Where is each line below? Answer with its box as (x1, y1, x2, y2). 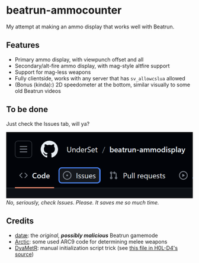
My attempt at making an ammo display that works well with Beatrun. (6, 23, 175, 30)
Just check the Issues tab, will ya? (6, 120, 90, 127)
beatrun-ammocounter (6, 4, 122, 17)
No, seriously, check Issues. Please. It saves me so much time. (6, 199, 159, 206)
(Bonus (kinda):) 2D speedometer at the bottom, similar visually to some (14, 81, 191, 88)
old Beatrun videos (14, 87, 61, 95)
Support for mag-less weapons (14, 69, 91, 76)
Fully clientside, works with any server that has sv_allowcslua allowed (14, 74, 185, 82)
